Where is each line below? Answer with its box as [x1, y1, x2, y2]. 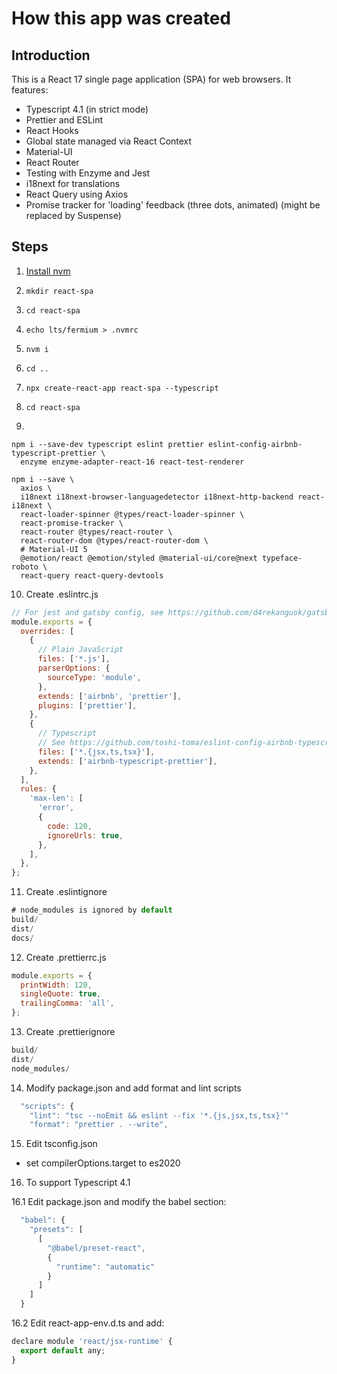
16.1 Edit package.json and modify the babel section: [11, 1196, 227, 1208]
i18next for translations [25, 178, 121, 189]
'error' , [37, 803, 75, 813]
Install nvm [25, 265, 71, 277]
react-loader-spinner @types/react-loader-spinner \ [20, 509, 245, 519]
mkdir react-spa [25, 286, 94, 296]
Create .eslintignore [25, 886, 108, 898]
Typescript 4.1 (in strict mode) [25, 103, 149, 115]
